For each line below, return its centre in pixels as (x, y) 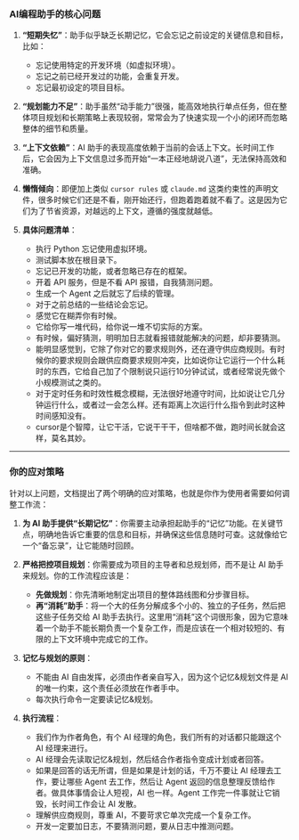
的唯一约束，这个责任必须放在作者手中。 (109, 688)
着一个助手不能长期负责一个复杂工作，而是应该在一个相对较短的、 (156, 628)
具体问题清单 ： (49, 230)
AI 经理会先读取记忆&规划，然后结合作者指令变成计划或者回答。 (152, 759)
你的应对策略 (37, 472)
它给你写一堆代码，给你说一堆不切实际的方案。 (121, 327)
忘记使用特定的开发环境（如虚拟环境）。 (108, 65)
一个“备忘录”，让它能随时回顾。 (81, 545)
